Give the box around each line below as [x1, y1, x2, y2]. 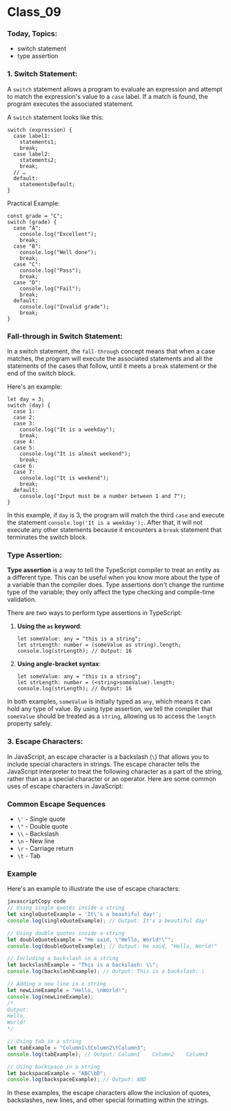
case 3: [13, 420, 36, 428]
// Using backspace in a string [7, 1063, 100, 1070]
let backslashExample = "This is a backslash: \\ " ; [7, 962, 159, 968]
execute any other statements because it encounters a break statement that [7, 526, 222, 534]
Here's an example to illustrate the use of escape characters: [7, 885, 181, 893]
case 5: [13, 444, 36, 452]
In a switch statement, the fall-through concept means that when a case [7, 347, 215, 356]
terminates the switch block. [7, 533, 88, 542]
